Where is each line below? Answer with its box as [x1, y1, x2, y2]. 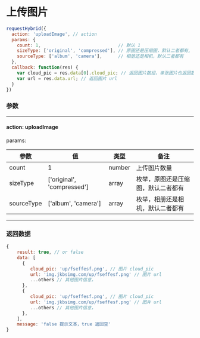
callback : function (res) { [11, 64, 79, 70]
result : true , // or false [17, 249, 84, 256]
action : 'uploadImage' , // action [11, 31, 97, 37]
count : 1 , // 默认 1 [17, 42, 141, 48]
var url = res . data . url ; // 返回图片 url [17, 75, 118, 81]
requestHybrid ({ [6, 25, 46, 32]
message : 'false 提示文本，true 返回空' [17, 321, 111, 327]
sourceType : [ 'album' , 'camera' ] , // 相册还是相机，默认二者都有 [17, 53, 184, 60]
